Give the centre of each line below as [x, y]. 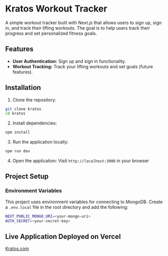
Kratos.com [17, 248]
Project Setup [27, 176]
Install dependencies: [35, 123]
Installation [23, 88]
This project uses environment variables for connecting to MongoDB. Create [84, 202]
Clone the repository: [34, 100]
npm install [18, 133]
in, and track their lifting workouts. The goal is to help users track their [78, 28]
